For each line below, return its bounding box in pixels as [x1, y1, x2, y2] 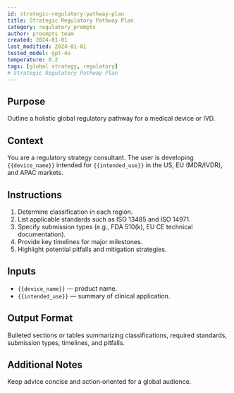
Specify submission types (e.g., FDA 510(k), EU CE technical [17, 222, 193, 231]
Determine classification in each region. [17, 207, 133, 216]
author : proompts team [7, 30, 74, 37]
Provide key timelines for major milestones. [17, 237, 143, 246]
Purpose [7, 95, 46, 107]
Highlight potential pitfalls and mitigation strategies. [17, 245, 167, 253]
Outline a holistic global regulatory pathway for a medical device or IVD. [7, 114, 216, 123]
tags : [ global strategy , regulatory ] [7, 63, 118, 70]
